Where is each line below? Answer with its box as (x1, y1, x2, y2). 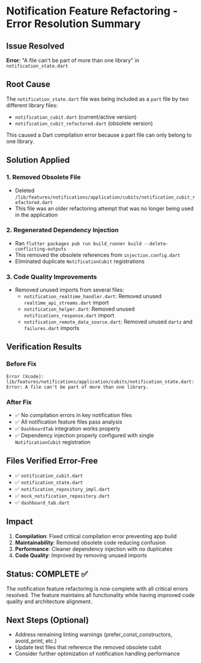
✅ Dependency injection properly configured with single (14, 432, 154, 439)
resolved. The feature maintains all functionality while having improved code (6, 591, 195, 598)
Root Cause (6, 79, 51, 89)
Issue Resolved (6, 41, 65, 51)
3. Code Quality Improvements (6, 272, 97, 281)
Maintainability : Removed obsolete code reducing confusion (14, 539, 166, 546)
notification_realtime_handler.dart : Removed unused (23, 293, 162, 300)
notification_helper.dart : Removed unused (23, 305, 135, 313)
